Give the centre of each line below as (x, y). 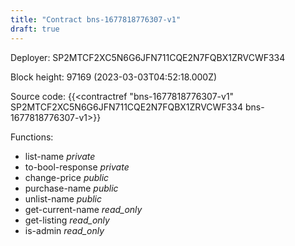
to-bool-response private (77, 167)
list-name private (60, 156)
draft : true (35, 29)
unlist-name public (63, 198)
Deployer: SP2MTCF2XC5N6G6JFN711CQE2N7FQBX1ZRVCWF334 (148, 57)
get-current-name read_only (83, 209)
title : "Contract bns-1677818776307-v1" (96, 19)
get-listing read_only (67, 220)
